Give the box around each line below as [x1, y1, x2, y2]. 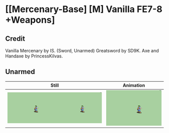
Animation [123, 82, 145, 89]
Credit [5, 34, 25, 43]
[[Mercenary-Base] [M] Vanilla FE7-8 [5, 4, 162, 15]
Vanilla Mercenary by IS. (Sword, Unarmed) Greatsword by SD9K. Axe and [5, 48, 159, 53]
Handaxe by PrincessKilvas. [5, 53, 63, 59]
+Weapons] [5, 14, 55, 26]
